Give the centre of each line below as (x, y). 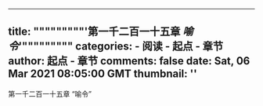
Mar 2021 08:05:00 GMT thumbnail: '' (103, 74)
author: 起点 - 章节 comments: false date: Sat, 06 (129, 61)
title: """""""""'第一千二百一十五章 (94, 32)
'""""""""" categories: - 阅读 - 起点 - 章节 (121, 47)
